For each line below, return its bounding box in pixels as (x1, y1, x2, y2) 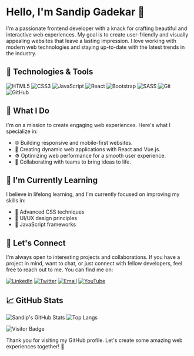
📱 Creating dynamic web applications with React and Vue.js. (14, 145, 160, 152)
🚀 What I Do (6, 106, 50, 116)
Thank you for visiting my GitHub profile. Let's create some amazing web (6, 337, 183, 344)
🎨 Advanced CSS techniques (14, 208, 85, 215)
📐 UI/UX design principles (14, 215, 78, 222)
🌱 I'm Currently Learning (6, 175, 98, 185)
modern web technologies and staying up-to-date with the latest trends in (6, 44, 185, 51)
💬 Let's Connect (6, 238, 66, 248)
